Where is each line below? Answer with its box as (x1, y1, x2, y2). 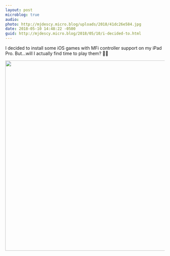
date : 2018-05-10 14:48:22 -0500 (5, 26, 76, 31)
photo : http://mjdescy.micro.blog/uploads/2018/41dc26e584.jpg (5, 21, 142, 27)
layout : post (5, 7, 33, 13)
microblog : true (5, 12, 39, 17)
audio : (5, 17, 19, 22)
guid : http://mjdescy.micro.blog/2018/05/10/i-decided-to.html (5, 31, 142, 36)
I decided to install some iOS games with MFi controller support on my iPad (5, 45, 162, 51)
